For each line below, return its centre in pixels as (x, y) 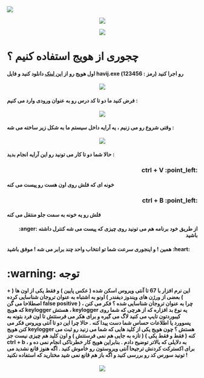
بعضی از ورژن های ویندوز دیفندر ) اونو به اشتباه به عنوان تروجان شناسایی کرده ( (95, 297)
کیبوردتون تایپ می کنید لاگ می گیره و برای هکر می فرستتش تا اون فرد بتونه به (94, 316)
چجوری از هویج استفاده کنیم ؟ (73, 56)
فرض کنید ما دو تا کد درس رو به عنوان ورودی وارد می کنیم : (72, 100)
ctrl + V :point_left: (169, 170)
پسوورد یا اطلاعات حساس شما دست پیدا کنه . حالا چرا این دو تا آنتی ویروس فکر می (99, 323)
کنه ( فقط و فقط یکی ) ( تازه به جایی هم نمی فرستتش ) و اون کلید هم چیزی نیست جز (101, 336)
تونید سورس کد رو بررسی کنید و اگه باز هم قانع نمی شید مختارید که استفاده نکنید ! (97, 355)
